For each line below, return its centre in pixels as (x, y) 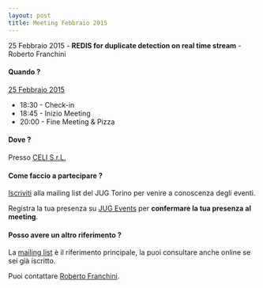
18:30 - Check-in (47, 104)
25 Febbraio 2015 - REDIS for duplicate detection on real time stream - (125, 45)
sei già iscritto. (32, 261)
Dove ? (20, 140)
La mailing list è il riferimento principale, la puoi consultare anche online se (130, 252)
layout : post (30, 15)
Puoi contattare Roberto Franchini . (64, 276)
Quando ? (24, 72)
